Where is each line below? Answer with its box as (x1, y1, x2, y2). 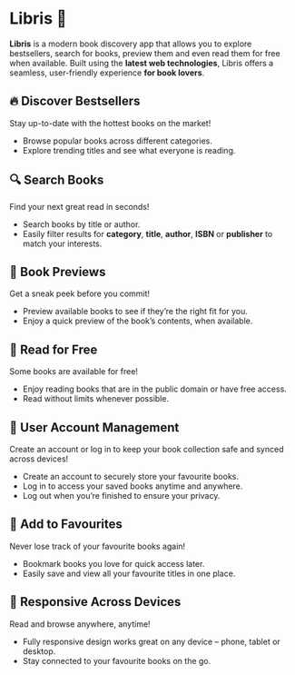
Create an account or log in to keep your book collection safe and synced (9, 444, 284, 454)
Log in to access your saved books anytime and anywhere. (22, 481, 243, 491)
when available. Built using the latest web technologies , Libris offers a (9, 57, 274, 68)
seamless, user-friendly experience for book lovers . (9, 67, 205, 78)
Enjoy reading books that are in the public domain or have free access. (22, 383, 288, 394)
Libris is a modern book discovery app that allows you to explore (9, 38, 252, 49)
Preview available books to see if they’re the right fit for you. (22, 306, 248, 317)
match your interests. (22, 238, 103, 249)
